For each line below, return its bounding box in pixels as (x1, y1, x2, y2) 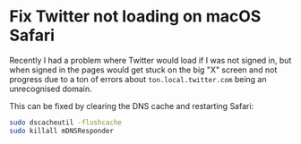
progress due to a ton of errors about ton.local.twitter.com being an (9, 73, 267, 84)
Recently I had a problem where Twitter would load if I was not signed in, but (9, 55, 292, 65)
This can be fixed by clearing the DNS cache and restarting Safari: (9, 100, 254, 111)
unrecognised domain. (9, 83, 92, 94)
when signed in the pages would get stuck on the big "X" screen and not (9, 64, 278, 75)
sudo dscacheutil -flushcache (9, 118, 123, 127)
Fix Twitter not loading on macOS (9, 6, 262, 27)
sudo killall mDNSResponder (9, 126, 115, 135)
